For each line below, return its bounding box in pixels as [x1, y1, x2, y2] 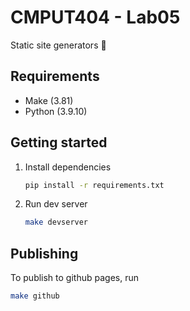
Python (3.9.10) [24, 105, 88, 117]
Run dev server [24, 198, 88, 210]
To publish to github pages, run [10, 272, 139, 284]
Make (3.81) [24, 94, 74, 106]
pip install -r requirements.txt [24, 180, 165, 190]
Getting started [10, 134, 108, 151]
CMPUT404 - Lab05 [10, 6, 181, 29]
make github [10, 291, 60, 301]
